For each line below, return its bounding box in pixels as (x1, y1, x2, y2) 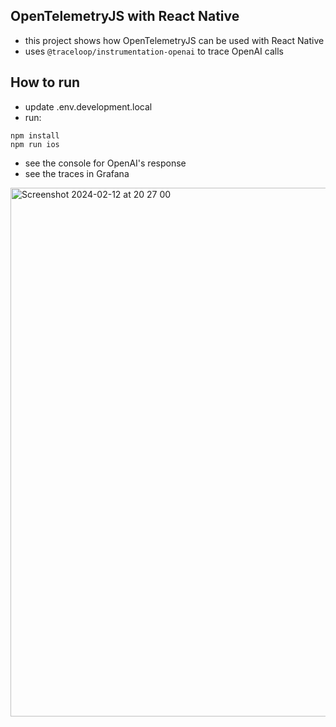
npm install (10, 130, 60, 141)
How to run (10, 74, 81, 91)
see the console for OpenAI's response (24, 157, 187, 169)
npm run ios (10, 139, 60, 149)
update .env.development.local (24, 100, 153, 113)
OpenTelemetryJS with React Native (10, 8, 240, 25)
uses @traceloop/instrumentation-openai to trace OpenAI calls (24, 45, 284, 57)
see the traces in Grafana (24, 167, 130, 179)
